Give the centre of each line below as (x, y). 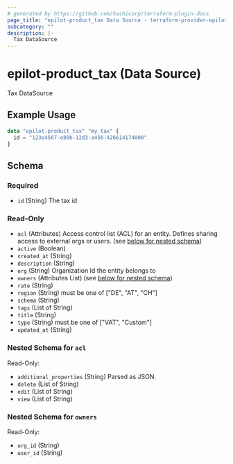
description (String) (46, 263)
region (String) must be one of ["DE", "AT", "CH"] (87, 293)
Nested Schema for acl (47, 348)
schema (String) (38, 301)
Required (23, 185)
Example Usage (42, 115)
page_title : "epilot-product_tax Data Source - (77, 20)
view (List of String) (45, 399)
